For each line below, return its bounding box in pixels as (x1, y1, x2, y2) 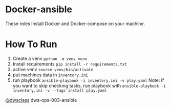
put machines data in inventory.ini (12, 72, 89, 78)
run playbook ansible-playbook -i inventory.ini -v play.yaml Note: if (12, 77, 164, 83)
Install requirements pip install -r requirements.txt (12, 60, 127, 67)
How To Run (5, 38, 57, 50)
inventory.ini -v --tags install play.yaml (12, 88, 108, 93)
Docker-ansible (5, 4, 73, 15)
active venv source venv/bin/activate (12, 66, 94, 72)
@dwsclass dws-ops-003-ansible (5, 97, 77, 103)
